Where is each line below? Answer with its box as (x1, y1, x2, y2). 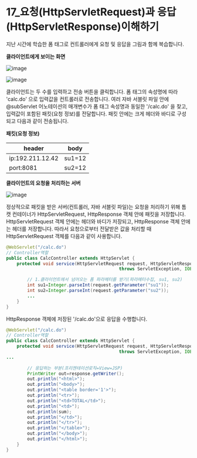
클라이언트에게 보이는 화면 (6, 53, 66, 60)
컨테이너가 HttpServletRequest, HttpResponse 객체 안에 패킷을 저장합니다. (12, 211, 186, 218)
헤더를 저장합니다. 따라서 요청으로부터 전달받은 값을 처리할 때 (12, 225, 152, 232)
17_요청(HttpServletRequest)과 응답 (6, 5, 176, 19)
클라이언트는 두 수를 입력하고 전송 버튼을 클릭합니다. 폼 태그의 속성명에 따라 (6, 88, 178, 95)
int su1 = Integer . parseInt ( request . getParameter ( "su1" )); (27, 282, 169, 288)
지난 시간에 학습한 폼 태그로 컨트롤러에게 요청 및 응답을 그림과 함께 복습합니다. (6, 40, 185, 48)
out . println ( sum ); (27, 409, 72, 415)
